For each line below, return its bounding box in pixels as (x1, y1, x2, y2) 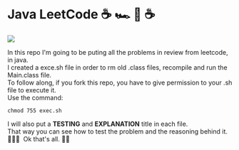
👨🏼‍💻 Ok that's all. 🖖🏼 (7, 134, 70, 143)
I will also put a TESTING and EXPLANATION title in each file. (7, 119, 188, 128)
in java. (7, 55, 29, 64)
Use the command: (7, 93, 63, 102)
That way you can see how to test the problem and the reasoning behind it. (7, 127, 228, 136)
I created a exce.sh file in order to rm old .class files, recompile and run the (7, 63, 228, 72)
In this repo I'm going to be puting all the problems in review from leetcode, (7, 48, 228, 56)
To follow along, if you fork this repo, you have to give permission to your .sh (7, 78, 233, 87)
